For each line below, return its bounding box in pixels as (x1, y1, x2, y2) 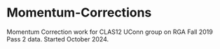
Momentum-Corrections (6, 5, 152, 21)
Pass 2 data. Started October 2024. (6, 35, 109, 43)
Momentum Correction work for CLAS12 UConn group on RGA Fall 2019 (6, 28, 213, 36)
